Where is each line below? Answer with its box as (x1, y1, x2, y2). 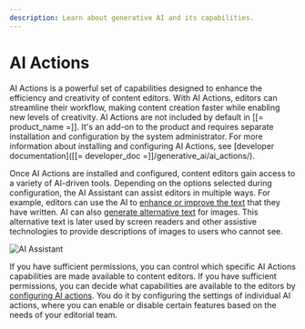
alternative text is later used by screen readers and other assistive (9, 215, 258, 227)
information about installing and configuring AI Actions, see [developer (9, 140, 275, 151)
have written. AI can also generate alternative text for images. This (9, 206, 259, 217)
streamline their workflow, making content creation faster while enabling (9, 102, 280, 113)
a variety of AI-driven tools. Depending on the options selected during (9, 177, 273, 188)
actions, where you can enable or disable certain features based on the (9, 299, 277, 310)
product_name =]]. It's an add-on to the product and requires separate (9, 121, 274, 132)
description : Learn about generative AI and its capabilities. (9, 13, 255, 23)
